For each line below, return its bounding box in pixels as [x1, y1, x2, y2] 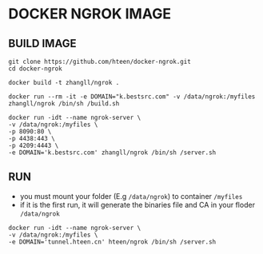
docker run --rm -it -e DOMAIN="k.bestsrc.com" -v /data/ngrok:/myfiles [8, 93, 256, 101]
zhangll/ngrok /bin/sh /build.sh [8, 100, 120, 108]
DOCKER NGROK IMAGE [8, 5, 172, 23]
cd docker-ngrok [8, 65, 62, 73]
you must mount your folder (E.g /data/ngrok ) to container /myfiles [19, 191, 243, 200]
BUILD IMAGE [8, 37, 77, 50]
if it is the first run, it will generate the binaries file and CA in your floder [19, 200, 256, 209]
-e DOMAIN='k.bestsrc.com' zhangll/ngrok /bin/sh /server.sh [8, 149, 217, 157]
